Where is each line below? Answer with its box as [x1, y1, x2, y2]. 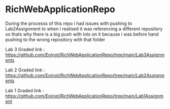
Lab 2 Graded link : [5, 67, 45, 73]
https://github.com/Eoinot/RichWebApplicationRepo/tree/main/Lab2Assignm [5, 72, 165, 78]
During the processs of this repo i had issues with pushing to [5, 20, 132, 26]
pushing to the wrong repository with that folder [5, 37, 106, 43]
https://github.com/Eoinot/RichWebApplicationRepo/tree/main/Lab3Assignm [5, 52, 165, 58]
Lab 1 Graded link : [5, 87, 44, 93]
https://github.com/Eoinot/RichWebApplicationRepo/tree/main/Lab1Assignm [5, 93, 164, 99]
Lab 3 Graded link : [5, 46, 45, 52]
